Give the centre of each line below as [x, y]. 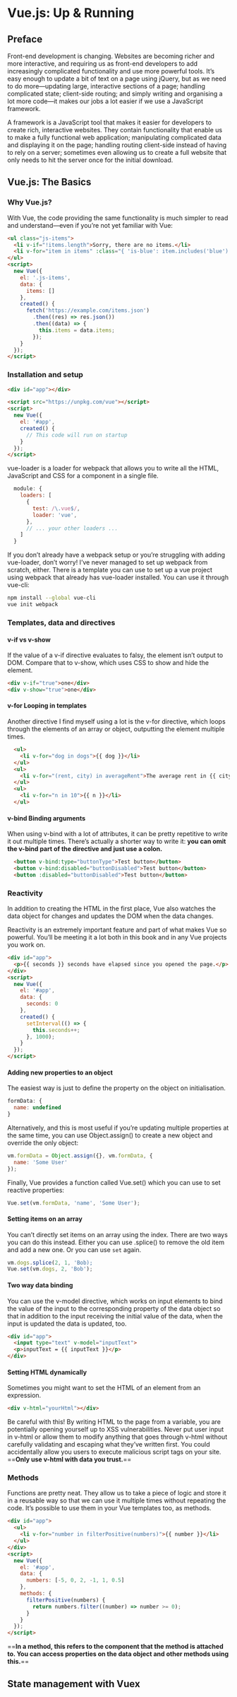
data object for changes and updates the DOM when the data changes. [110, 916]
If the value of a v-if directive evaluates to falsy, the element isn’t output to [115, 655]
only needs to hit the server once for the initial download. [90, 160]
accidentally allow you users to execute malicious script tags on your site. [114, 1452]
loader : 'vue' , [55, 515]
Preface [25, 39]
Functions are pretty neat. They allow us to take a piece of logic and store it [117, 1493]
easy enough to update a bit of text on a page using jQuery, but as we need [117, 79]
